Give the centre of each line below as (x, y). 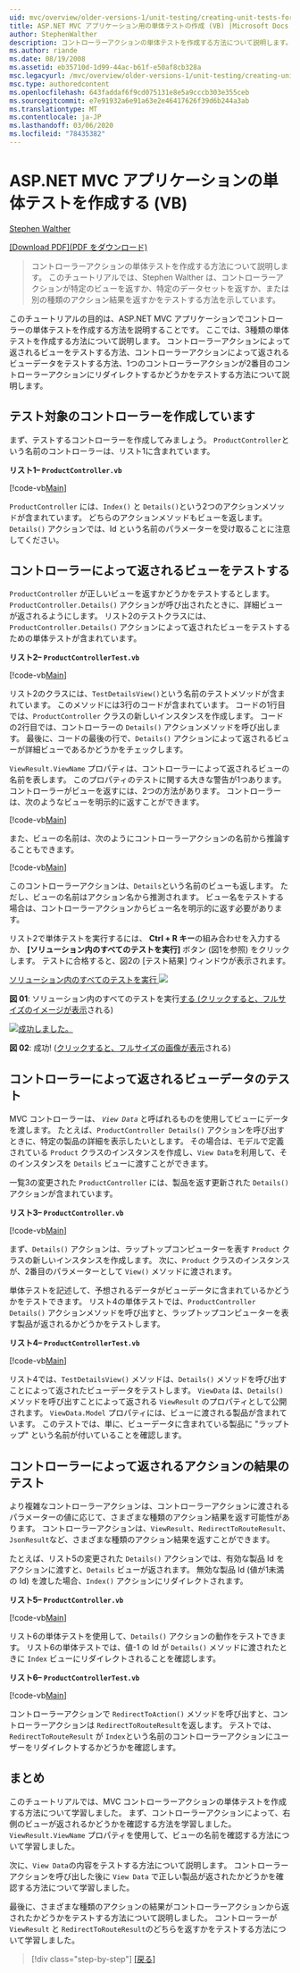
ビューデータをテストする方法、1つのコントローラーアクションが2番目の (142, 363)
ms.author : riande (43, 51)
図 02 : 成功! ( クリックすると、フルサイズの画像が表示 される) (120, 1048)
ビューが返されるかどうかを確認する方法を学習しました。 (130, 1824)
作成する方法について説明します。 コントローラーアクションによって (165, 341)
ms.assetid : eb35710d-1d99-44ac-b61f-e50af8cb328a (105, 68)
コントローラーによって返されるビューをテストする (150, 571)
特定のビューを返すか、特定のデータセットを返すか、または (180, 288)
